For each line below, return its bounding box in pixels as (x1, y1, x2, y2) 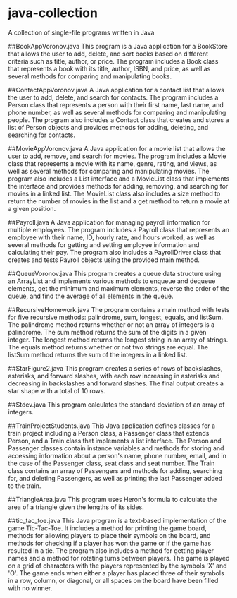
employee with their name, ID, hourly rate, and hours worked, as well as (8, 233, 215, 241)
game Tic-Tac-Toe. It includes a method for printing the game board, (8, 524, 207, 532)
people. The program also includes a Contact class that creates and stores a (8, 115, 229, 124)
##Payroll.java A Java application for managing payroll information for (8, 217, 210, 227)
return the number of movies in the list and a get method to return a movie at (8, 196, 230, 205)
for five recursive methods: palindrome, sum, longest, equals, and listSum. (8, 313, 224, 321)
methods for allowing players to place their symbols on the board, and (8, 531, 211, 539)
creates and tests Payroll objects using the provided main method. (8, 256, 200, 264)
